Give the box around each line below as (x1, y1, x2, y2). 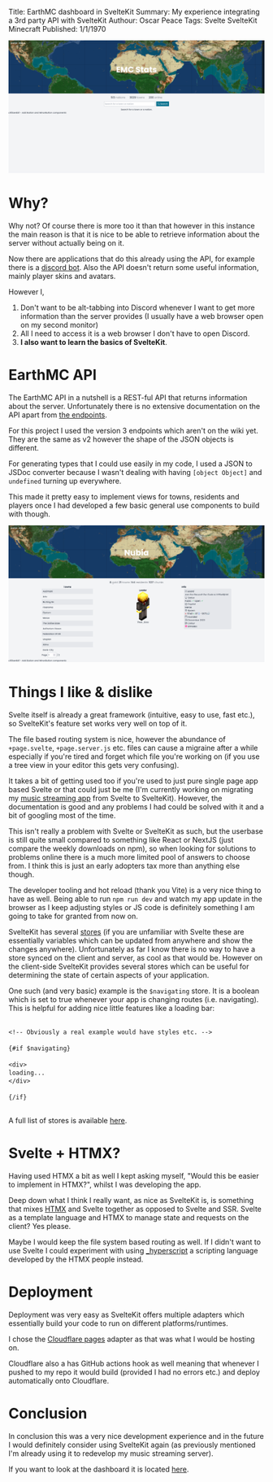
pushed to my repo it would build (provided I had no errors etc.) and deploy (8, 1366, 260, 1377)
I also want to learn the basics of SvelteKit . (19, 337, 168, 347)
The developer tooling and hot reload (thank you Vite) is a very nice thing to (8, 885, 262, 895)
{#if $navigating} (8, 1044, 71, 1053)
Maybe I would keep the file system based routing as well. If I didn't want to (8, 1236, 262, 1247)
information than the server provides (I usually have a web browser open (19, 311, 264, 320)
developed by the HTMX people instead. (8, 1254, 144, 1264)
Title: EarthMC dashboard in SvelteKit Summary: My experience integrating (8, 7, 260, 16)
